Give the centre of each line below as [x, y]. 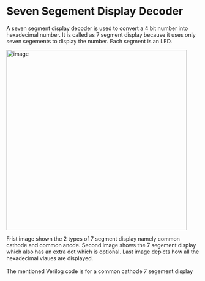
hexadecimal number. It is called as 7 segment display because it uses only [101, 34]
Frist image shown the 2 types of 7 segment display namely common [93, 238]
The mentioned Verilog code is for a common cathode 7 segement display [100, 271]
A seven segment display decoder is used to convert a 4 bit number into [97, 28]
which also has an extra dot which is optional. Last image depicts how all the [103, 252]
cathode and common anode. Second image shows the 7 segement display [101, 245]
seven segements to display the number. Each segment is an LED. [89, 41]
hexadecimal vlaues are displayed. [50, 258]
